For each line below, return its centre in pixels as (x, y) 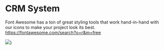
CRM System (32, 9)
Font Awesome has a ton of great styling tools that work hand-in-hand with (82, 22)
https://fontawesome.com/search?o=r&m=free (53, 32)
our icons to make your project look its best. (50, 27)
